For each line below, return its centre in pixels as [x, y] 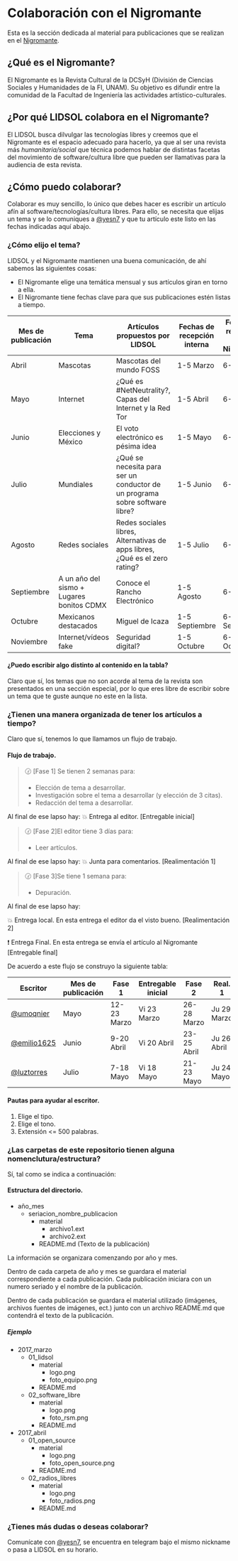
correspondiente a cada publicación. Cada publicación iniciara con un [109, 1279]
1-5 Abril [193, 399]
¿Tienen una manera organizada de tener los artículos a [105, 714]
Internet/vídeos [84, 637]
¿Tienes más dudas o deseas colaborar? [78, 1526]
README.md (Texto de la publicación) [94, 1244]
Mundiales [76, 484]
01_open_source [52, 1440]
